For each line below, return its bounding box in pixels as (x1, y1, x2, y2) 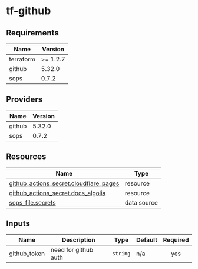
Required (163, 236, 189, 244)
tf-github (6, 4, 51, 18)
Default (136, 236, 158, 244)
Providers (6, 95, 43, 105)
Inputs (6, 219, 31, 229)
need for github (50, 246, 94, 254)
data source (124, 198, 158, 206)
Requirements (6, 28, 59, 38)
